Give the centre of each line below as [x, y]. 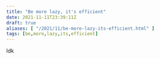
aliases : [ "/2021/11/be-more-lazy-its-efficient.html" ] [80, 28]
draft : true [21, 23]
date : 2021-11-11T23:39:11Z [42, 17]
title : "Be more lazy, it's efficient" [56, 12]
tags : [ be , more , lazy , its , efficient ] [52, 34]
